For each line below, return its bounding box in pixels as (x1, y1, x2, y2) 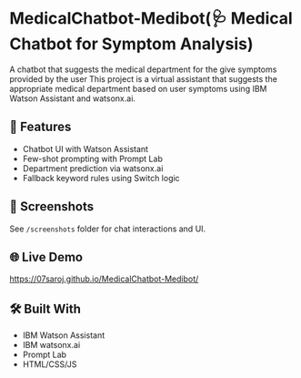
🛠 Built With (9, 301, 82, 316)
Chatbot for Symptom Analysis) (9, 34, 254, 55)
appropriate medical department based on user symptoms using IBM (9, 83, 267, 94)
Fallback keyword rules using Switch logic (22, 172, 180, 183)
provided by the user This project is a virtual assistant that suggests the (9, 73, 277, 84)
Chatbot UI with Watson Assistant (22, 143, 148, 154)
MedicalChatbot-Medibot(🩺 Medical (9, 8, 293, 29)
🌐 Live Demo (9, 249, 84, 265)
